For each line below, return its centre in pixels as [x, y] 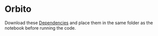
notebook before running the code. [40, 28]
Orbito [18, 9]
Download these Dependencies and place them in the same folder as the [79, 23]
